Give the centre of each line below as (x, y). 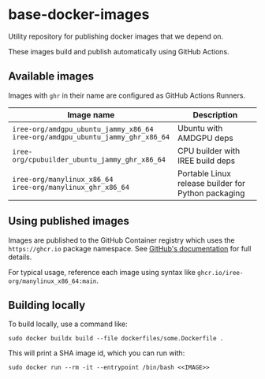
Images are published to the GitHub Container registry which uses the (121, 240)
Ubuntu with (200, 128)
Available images (51, 76)
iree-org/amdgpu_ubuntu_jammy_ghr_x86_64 (91, 137)
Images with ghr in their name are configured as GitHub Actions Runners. (127, 95)
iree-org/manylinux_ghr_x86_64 (71, 187)
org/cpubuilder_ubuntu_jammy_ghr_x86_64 (89, 160)
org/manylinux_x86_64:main (52, 281)
